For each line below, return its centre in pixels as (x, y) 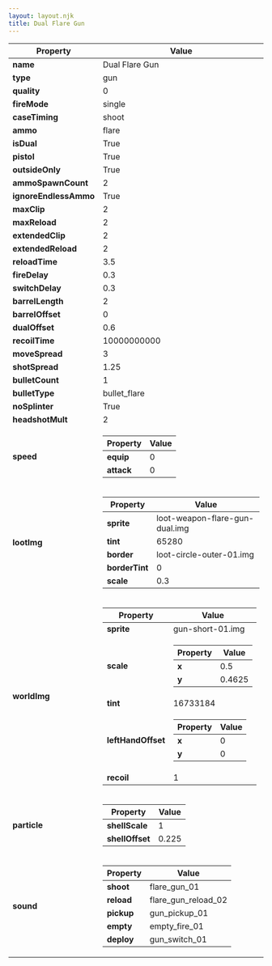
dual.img (173, 528)
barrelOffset (36, 314)
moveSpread (38, 354)
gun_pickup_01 (179, 913)
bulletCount (36, 379)
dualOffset (34, 327)
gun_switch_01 (178, 939)
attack (119, 470)
